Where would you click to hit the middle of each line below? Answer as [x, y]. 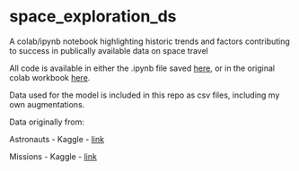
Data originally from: [47, 122]
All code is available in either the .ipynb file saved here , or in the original [142, 68]
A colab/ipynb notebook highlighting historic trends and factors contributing [149, 41]
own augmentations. [47, 104]
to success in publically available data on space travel [109, 50]
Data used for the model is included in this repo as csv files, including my [145, 95]
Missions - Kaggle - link [53, 156]
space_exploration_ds [93, 17]
